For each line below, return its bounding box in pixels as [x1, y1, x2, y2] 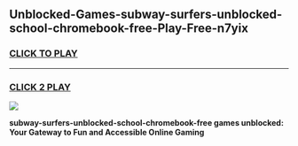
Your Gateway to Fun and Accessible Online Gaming [9, 127, 205, 137]
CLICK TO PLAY [9, 48, 78, 60]
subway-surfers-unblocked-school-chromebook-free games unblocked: [9, 117, 284, 127]
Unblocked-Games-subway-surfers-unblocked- [9, 7, 283, 22]
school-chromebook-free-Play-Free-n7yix [9, 21, 248, 36]
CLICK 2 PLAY [9, 81, 71, 93]
